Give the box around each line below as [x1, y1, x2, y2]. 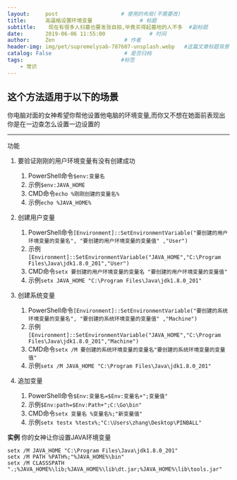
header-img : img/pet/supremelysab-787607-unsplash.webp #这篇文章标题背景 [7, 43, 230, 50]
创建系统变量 [17, 291, 55, 299]
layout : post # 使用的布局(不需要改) [7, 10, 181, 18]
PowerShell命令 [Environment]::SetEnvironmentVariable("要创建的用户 [28, 228, 228, 237]
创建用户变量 [17, 213, 55, 222]
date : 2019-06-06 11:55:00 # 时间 [7, 30, 167, 38]
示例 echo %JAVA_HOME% [28, 198, 92, 207]
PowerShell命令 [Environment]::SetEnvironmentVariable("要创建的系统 [28, 306, 228, 315]
